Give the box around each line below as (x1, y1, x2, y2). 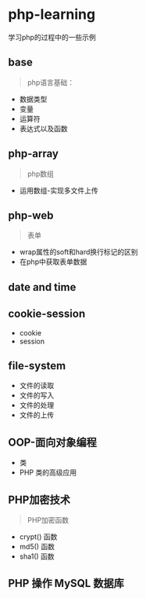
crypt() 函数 (19, 532, 58, 541)
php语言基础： (27, 77, 75, 87)
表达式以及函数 (19, 123, 68, 133)
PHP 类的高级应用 (19, 468, 77, 477)
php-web (8, 208, 54, 222)
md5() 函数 (19, 542, 55, 552)
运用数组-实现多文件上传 (19, 185, 99, 195)
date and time (8, 281, 77, 294)
